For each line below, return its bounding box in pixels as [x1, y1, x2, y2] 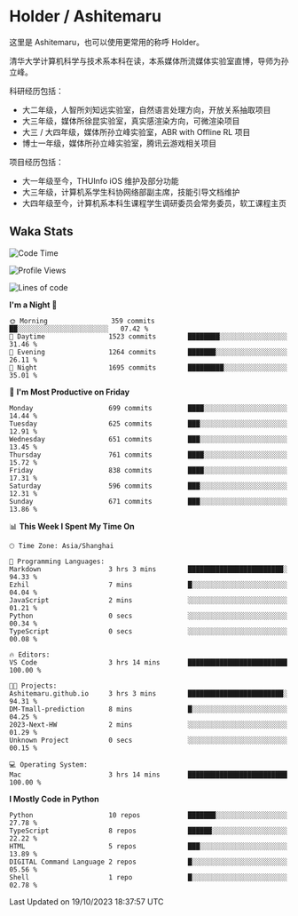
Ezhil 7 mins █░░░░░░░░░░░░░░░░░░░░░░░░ [9, 580, 288, 589]
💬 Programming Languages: [9, 557, 105, 566]
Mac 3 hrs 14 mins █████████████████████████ [9, 770, 288, 779]
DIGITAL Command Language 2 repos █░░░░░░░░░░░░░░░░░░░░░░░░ [9, 857, 288, 866]
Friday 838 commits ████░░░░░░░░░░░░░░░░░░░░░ [9, 466, 288, 474]
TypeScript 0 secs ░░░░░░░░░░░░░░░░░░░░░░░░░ [9, 626, 288, 636]
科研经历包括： [9, 85, 64, 96]
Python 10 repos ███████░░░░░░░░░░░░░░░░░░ [9, 810, 288, 819]
